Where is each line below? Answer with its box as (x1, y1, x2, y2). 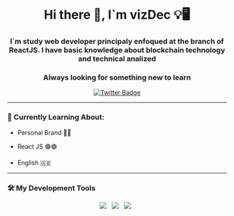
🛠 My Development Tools (7, 183, 96, 193)
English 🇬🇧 (17, 158, 52, 167)
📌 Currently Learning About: (7, 112, 104, 122)
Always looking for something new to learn (42, 72, 192, 82)
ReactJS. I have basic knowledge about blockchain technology (8, 45, 226, 55)
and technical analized (77, 54, 157, 64)
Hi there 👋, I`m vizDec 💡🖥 (44, 7, 190, 23)
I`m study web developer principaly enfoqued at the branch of (10, 37, 224, 47)
